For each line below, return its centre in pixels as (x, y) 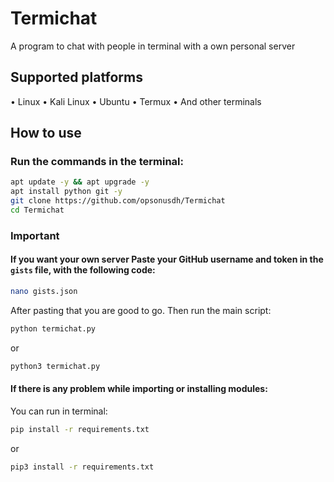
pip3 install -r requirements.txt (82, 467)
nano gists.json (44, 292)
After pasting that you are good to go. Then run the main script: (141, 310)
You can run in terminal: (59, 411)
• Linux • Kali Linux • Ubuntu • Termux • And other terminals (136, 101)
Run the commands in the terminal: (97, 162)
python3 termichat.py (55, 366)
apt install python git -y (66, 192)
